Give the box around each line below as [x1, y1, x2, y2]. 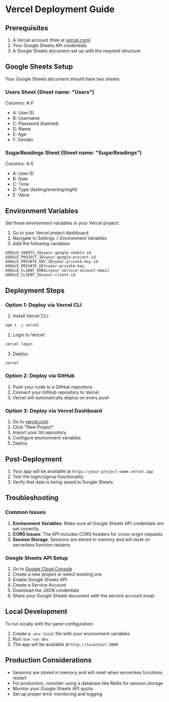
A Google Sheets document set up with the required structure [12, 48, 141, 54]
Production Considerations [5, 656, 92, 665]
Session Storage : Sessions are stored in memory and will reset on [12, 536, 150, 542]
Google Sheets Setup [5, 62, 73, 71]
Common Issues [5, 509, 46, 516]
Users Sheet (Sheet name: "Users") [5, 88, 94, 96]
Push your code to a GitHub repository [12, 384, 93, 390]
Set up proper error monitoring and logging [12, 691, 102, 697]
